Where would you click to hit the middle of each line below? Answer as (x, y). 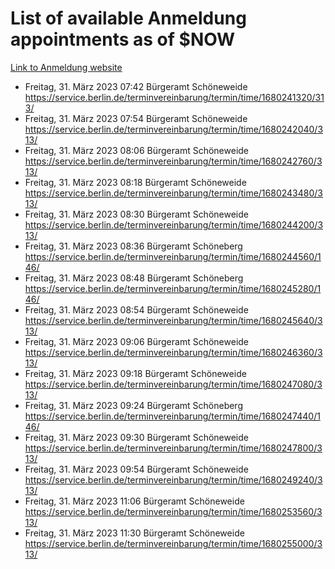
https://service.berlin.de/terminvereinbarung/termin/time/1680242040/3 (174, 129)
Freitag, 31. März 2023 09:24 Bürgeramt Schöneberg (133, 405)
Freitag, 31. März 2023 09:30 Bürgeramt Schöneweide (136, 437)
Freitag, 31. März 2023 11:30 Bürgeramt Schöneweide (134, 533)
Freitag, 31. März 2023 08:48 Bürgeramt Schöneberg (134, 278)
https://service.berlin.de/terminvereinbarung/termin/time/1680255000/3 (173, 543)
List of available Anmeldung (128, 18)
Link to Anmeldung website (66, 67)
